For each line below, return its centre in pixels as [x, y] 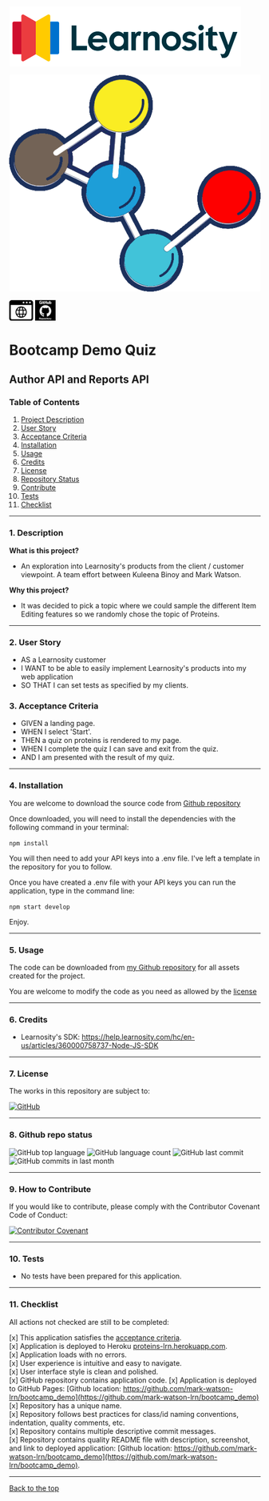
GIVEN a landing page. [57, 724]
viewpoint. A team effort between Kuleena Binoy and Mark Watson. [131, 574]
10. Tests [27, 1259]
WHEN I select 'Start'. [56, 732]
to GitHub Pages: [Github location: [65, 1388]
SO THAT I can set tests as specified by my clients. [105, 685]
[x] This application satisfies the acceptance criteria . [95, 1337]
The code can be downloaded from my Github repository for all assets [125, 967]
